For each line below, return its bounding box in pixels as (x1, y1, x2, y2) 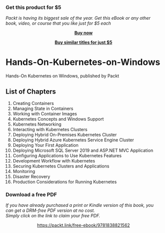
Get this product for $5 (5, 4, 61, 11)
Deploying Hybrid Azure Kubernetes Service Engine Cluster (12, 137, 134, 143)
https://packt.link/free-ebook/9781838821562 (37, 222, 130, 228)
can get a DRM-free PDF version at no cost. (5, 207, 95, 213)
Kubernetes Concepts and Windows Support (12, 116, 104, 122)
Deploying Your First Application (12, 142, 79, 148)
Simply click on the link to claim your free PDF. (5, 213, 101, 219)
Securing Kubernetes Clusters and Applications (12, 163, 110, 169)
